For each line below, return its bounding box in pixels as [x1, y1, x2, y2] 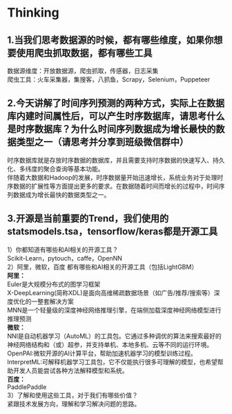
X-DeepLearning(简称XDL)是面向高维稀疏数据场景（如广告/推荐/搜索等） [7, 288, 214, 297]
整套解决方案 [37, 297, 74, 305]
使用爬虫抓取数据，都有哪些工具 [16, 47, 153, 59]
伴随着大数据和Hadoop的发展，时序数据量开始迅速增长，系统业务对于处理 [7, 173, 217, 181]
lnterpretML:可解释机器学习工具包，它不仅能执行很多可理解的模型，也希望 [7, 357, 217, 366]
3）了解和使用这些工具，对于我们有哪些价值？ [7, 391, 138, 399]
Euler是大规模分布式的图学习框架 [7, 280, 101, 288]
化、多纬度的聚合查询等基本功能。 [7, 164, 104, 173]
